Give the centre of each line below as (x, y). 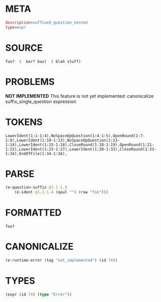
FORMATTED (33, 213)
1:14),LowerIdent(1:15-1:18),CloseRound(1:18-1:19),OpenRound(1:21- (80, 145)
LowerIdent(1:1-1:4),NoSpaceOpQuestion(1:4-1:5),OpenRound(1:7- (75, 136)
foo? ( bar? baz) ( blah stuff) (43, 61)
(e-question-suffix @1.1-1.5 (36, 187)
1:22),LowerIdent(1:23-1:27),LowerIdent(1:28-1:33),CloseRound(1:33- (81, 149)
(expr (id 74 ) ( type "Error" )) (39, 294)
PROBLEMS (30, 82)
